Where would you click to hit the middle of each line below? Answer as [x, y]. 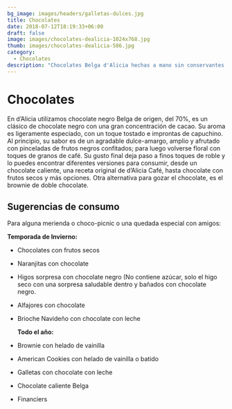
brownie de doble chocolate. [48, 185]
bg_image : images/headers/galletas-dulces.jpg [75, 14]
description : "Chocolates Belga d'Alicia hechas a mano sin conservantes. [117, 65]
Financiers [32, 399]
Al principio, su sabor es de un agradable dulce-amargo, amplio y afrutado [114, 141]
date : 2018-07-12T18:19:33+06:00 [55, 26]
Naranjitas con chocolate [53, 263]
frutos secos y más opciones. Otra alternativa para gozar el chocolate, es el [115, 177]
